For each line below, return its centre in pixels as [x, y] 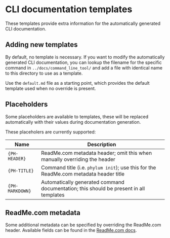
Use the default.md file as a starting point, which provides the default [78, 83]
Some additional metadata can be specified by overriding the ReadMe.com [83, 225]
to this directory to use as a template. [44, 73]
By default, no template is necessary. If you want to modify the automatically [85, 57]
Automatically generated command [83, 182]
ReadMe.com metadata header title [83, 174]
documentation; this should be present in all [93, 188]
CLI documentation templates [69, 9]
